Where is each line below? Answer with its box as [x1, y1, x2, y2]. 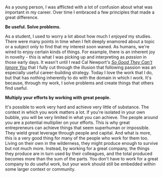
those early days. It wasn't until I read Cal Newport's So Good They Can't [5, 59, 153, 65]
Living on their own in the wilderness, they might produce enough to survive [5, 140, 158, 146]
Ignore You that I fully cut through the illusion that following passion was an [5, 64, 156, 70]
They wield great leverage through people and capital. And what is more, [5, 130, 152, 136]
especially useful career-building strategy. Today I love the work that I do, [5, 70, 153, 75]
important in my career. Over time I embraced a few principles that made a [5, 9, 155, 15]
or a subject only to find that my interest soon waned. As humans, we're [5, 44, 150, 49]
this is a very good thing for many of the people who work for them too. [5, 135, 149, 141]
